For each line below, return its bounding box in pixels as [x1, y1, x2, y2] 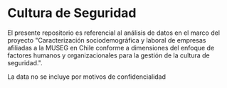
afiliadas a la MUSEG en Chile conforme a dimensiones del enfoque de [7, 43, 215, 52]
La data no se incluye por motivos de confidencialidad [7, 72, 166, 81]
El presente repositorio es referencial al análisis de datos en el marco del [7, 28, 221, 37]
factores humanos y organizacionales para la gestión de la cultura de [7, 51, 210, 60]
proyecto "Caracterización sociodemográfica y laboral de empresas [7, 35, 206, 44]
